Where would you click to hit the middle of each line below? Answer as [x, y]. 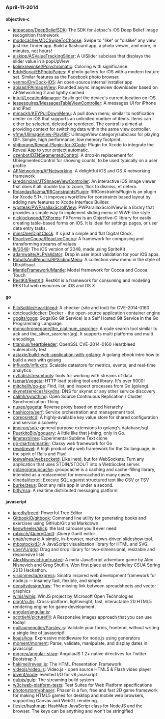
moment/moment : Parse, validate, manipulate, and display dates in [80, 643]
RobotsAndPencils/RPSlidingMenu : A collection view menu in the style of [86, 260]
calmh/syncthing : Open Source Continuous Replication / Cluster [77, 396]
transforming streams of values [44, 244]
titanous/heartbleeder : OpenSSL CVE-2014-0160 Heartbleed [74, 344]
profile [19, 166]
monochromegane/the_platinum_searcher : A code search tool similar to [85, 329]
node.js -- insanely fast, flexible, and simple [57, 581]
